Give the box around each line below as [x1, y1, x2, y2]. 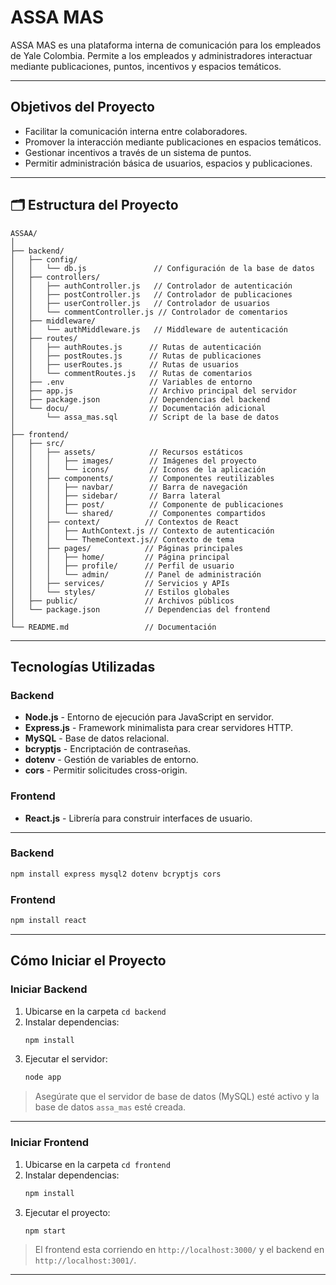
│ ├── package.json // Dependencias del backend [10, 394, 271, 405]
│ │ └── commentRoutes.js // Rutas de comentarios [10, 368, 253, 378]
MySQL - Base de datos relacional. [24, 732, 170, 745]
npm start [24, 1226, 67, 1236]
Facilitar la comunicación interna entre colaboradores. [24, 125, 248, 137]
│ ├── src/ [10, 438, 65, 448]
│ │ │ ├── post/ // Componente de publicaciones [10, 499, 284, 510]
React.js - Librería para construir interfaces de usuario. [24, 812, 253, 824]
